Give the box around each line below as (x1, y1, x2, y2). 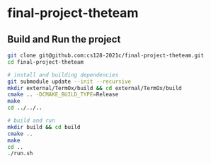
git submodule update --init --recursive (7, 78, 132, 85)
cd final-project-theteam (7, 58, 84, 65)
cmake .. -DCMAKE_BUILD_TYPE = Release (7, 91, 119, 99)
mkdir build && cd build (7, 123, 81, 130)
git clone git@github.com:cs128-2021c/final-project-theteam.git (7, 52, 204, 59)
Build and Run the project (7, 33, 121, 45)
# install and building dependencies (7, 71, 119, 79)
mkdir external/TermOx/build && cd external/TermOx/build (7, 84, 182, 91)
